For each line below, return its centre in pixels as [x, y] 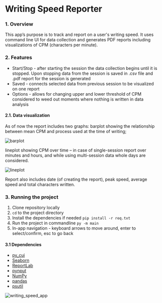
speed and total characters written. [40, 184]
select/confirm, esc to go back [43, 234]
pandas [20, 281]
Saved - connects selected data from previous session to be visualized [83, 84]
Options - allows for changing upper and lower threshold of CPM [77, 94]
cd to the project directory [38, 213]
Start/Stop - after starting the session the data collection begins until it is [85, 68]
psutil [17, 286]
